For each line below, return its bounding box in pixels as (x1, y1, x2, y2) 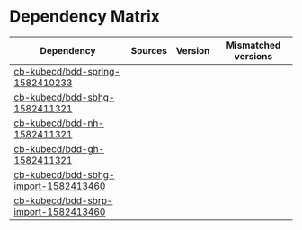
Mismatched (226, 39, 281, 51)
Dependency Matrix (9, 6, 160, 27)
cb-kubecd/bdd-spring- (13, 65, 121, 77)
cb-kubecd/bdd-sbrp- (13, 194, 113, 207)
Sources (130, 44, 168, 57)
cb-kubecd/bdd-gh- (13, 142, 105, 155)
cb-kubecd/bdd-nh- (13, 117, 105, 129)
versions (234, 49, 272, 62)
